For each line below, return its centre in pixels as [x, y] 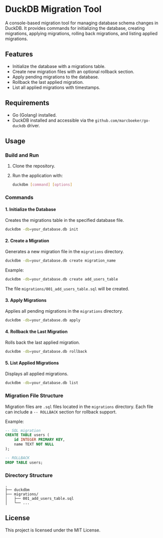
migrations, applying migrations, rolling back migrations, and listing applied [81, 33]
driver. [34, 126]
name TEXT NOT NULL [34, 444]
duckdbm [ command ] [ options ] [42, 185]
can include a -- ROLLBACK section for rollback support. [61, 412]
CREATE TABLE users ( [27, 435]
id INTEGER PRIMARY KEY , [40, 440]
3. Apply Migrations [26, 300]
